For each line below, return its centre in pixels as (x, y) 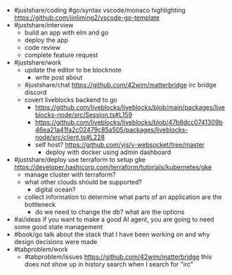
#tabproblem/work (41, 249)
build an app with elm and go (66, 32)
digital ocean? (55, 190)
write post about (59, 77)
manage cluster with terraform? (70, 174)
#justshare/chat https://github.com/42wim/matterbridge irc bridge (120, 85)
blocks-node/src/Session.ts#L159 (83, 115)
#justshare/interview (44, 25)
